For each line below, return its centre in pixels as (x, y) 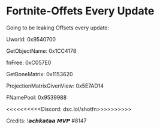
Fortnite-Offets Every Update (80, 11)
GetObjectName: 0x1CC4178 (41, 51)
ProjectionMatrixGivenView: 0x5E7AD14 (55, 86)
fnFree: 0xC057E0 (29, 62)
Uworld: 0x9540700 (31, 39)
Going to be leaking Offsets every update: (58, 28)
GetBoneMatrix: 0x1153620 (40, 74)
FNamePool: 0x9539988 (37, 97)
